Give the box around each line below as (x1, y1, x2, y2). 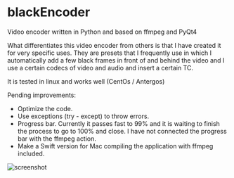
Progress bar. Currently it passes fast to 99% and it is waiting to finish (17, 119, 220, 127)
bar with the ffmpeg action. (17, 134, 97, 143)
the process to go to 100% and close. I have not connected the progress (17, 127, 227, 135)
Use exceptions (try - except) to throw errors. (17, 112, 150, 120)
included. (17, 149, 45, 158)
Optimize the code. (17, 104, 73, 113)
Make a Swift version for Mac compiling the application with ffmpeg (17, 141, 214, 150)
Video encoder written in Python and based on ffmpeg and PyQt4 (7, 27, 197, 36)
